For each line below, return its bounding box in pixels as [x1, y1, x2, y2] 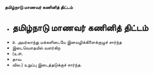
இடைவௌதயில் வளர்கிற [12, 45, 61, 51]
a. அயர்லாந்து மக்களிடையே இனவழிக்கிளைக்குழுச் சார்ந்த [12, 39, 122, 45]
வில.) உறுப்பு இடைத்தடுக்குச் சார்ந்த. [12, 61, 82, 67]
